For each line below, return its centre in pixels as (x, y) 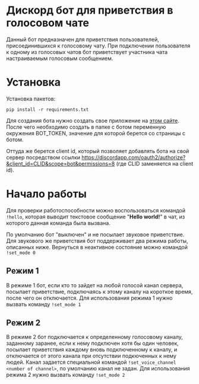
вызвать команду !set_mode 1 (44, 304)
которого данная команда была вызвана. (59, 223)
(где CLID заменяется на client (155, 163)
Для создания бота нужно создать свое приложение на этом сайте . (93, 120)
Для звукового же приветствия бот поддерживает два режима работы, (97, 240)
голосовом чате (48, 23)
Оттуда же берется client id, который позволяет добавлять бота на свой (98, 151)
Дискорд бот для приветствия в (90, 10)
